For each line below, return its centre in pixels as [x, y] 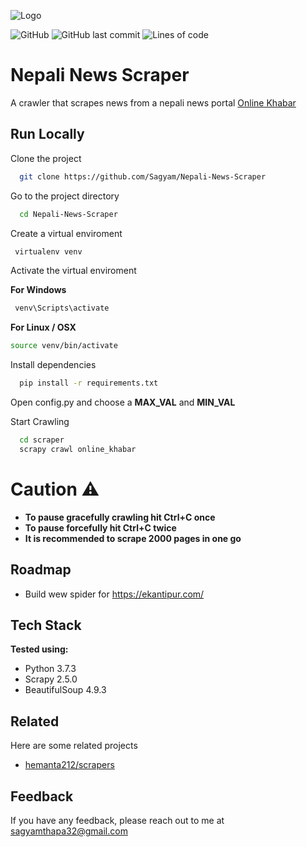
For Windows [38, 290]
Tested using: [39, 649]
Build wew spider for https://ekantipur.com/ [114, 594]
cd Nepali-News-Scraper [68, 214]
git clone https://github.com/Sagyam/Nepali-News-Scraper [143, 176]
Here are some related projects [74, 746]
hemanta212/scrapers [69, 765]
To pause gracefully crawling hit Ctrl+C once [120, 517]
